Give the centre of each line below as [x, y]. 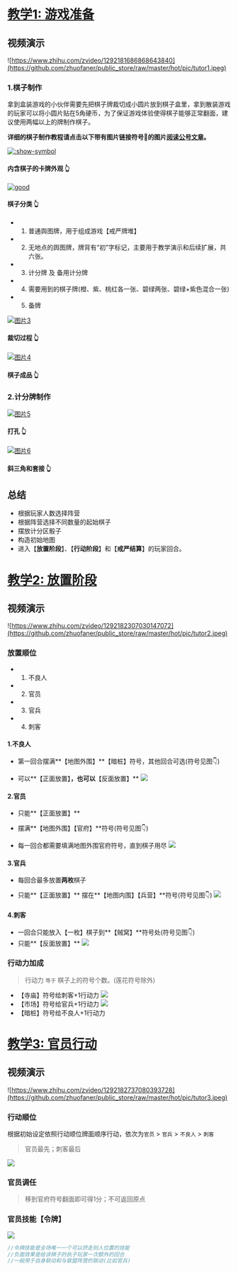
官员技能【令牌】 [36, 1219]
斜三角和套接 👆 [29, 468]
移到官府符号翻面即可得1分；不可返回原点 [85, 1199]
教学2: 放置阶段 [52, 580]
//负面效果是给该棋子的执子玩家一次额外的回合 [66, 1254]
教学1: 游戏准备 [51, 15]
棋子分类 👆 [23, 204]
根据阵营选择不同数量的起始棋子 [64, 522]
